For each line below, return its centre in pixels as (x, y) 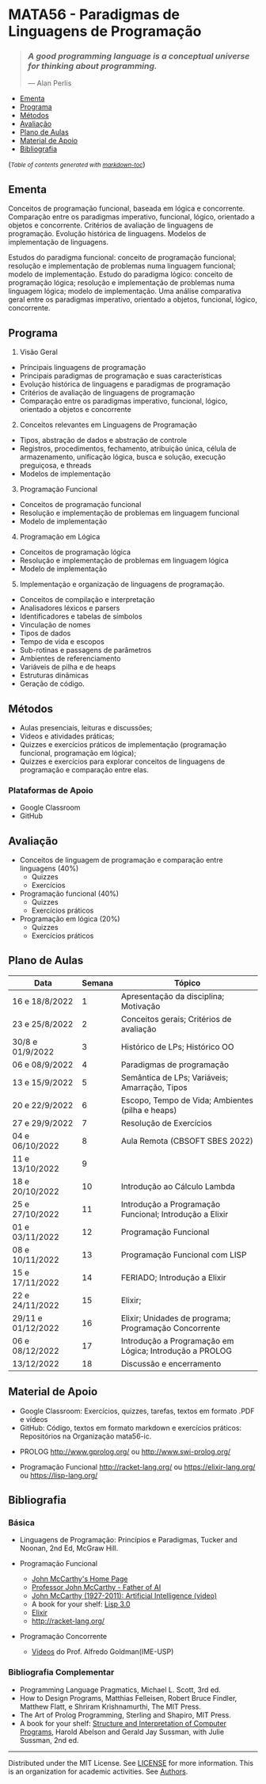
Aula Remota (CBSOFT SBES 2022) (187, 1141)
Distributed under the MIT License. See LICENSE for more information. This (131, 1763)
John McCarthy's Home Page (80, 1579)
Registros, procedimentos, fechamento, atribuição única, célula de (128, 448)
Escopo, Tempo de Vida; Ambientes (187, 1100)
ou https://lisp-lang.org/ (59, 1475)
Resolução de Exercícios (166, 1123)
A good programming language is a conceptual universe (139, 56)
